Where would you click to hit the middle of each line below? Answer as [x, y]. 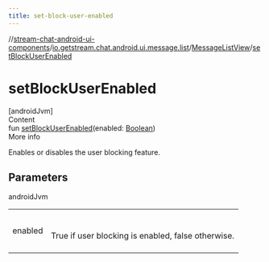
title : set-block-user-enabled [61, 16]
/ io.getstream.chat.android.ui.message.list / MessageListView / [151, 47]
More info [25, 136]
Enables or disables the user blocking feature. [85, 152]
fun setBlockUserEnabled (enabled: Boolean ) [82, 128]
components [29, 47]
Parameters [38, 177]
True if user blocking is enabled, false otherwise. [143, 236]
